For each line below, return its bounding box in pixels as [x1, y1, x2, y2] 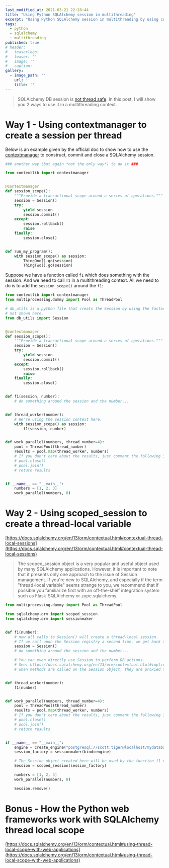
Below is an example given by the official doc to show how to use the [5, 146, 148, 152]
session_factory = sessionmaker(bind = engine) [14, 749, 112, 755]
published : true [5, 40, 39, 45]
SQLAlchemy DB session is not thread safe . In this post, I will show [17, 96, 156, 102]
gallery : [5, 68, 24, 73]
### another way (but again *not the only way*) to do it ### [5, 162, 138, 167]
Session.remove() [14, 786, 51, 791]
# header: [5, 45, 26, 50]
